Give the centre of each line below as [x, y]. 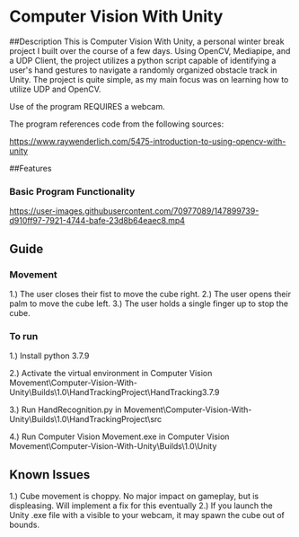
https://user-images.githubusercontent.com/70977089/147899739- [134, 211]
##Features [31, 168]
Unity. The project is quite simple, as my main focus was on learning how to [149, 79]
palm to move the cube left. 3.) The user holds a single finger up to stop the [149, 304]
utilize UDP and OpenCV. [55, 89]
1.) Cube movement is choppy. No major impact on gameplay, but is [134, 497]
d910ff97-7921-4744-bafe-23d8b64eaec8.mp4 [97, 221]
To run [24, 336]
